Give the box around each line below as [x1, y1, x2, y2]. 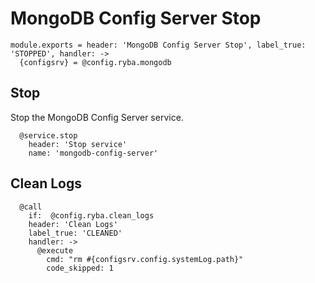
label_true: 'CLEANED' [28, 228, 123, 238]
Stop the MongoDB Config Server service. [10, 111, 184, 123]
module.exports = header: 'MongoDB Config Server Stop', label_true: [10, 40, 307, 50]
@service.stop [19, 130, 78, 141]
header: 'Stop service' [28, 139, 128, 149]
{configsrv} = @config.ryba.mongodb [19, 57, 172, 67]
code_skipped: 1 [46, 263, 114, 273]
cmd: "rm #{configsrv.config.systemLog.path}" [46, 254, 244, 264]
